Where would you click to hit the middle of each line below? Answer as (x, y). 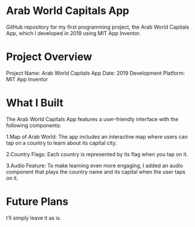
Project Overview (49, 57)
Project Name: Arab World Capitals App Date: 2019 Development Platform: (96, 73)
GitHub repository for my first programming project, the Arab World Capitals (97, 27)
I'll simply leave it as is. (34, 218)
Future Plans (37, 202)
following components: (34, 125)
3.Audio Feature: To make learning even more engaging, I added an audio (95, 166)
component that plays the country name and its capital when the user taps (96, 171)
